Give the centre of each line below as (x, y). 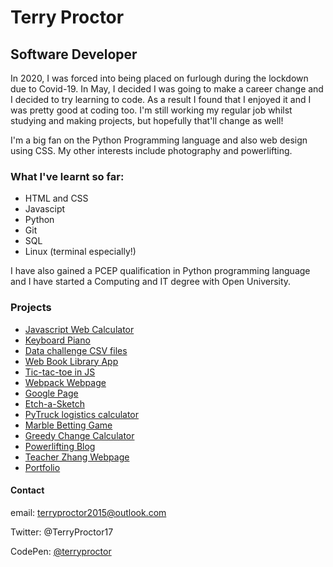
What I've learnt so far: (67, 176)
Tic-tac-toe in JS (60, 372)
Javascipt (45, 209)
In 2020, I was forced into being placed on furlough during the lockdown (159, 78)
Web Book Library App (71, 361)
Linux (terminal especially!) (80, 252)
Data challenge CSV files (76, 350)
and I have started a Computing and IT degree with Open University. (151, 282)
